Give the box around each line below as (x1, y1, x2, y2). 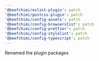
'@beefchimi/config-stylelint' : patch (5, 31, 87, 36)
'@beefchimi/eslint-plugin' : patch (5, 7, 81, 13)
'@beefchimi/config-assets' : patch (5, 17, 81, 22)
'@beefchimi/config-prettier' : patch (5, 26, 85, 32)
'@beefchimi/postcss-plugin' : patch (5, 12, 83, 17)
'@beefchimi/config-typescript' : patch (5, 36, 90, 41)
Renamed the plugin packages (5, 49, 69, 56)
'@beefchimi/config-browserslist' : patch (5, 21, 94, 27)
